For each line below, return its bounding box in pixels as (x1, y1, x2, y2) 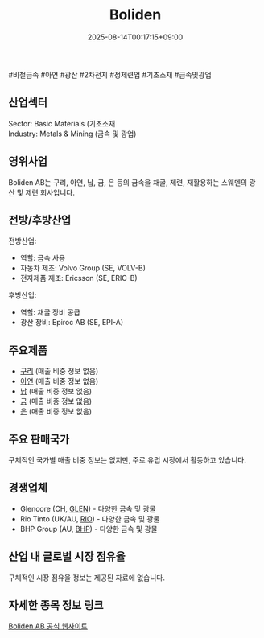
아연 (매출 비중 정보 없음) (19, 377, 99, 386)
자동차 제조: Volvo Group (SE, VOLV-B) (19, 263, 146, 273)
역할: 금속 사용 (19, 253, 66, 263)
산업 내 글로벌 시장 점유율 (8, 550, 126, 564)
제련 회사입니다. (25, 187, 75, 197)
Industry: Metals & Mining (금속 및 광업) (8, 129, 137, 138)
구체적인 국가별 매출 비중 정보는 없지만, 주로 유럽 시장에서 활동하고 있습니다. (8, 455, 247, 464)
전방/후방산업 (8, 213, 72, 227)
